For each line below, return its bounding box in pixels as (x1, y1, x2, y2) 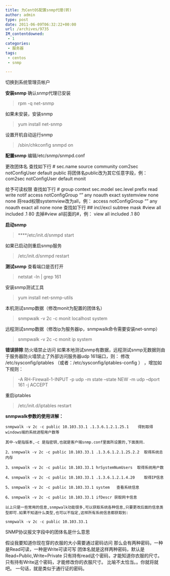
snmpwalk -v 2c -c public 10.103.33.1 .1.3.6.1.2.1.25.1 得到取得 (5, 424, 153, 430)
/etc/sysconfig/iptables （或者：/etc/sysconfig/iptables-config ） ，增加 (5, 360, 158, 366)
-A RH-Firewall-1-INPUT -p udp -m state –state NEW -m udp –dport (17, 376, 160, 383)
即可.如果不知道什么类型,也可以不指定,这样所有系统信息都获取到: (9, 510, 129, 515)
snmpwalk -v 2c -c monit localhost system (17, 315, 108, 322)
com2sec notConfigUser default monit (5, 175, 86, 182)
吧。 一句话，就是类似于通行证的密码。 (5, 565, 87, 572)
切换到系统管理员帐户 (5, 79, 50, 85)
